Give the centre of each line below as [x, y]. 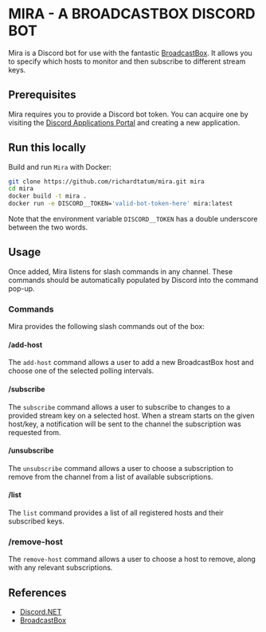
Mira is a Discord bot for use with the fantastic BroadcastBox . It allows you [130, 53]
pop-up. [22, 289]
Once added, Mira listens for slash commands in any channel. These [121, 271]
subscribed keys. [37, 521]
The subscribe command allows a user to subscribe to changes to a [119, 406]
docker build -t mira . [48, 196]
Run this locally [47, 148]
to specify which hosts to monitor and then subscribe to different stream [127, 61]
